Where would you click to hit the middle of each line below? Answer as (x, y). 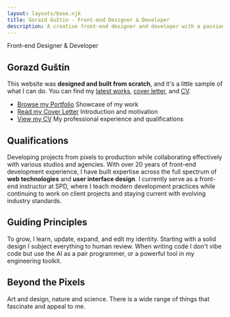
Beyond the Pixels (46, 282)
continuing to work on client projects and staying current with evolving (106, 193)
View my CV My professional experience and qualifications (100, 119)
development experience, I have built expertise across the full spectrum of (112, 172)
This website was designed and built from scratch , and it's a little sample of (115, 84)
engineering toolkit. (34, 261)
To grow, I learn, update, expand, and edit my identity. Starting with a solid (112, 239)
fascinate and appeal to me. (46, 306)
